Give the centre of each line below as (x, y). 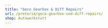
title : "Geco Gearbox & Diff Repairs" (44, 9)
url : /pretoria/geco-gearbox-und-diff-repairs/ (54, 14)
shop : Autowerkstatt (26, 18)
